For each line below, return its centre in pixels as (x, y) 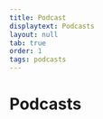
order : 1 (26, 51)
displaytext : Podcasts (52, 26)
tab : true (28, 43)
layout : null (34, 34)
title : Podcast (38, 18)
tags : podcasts (38, 59)
